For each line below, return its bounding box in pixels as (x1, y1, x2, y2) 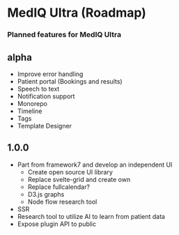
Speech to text (17, 84, 60, 93)
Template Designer (17, 121, 72, 130)
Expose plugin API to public (17, 220, 97, 228)
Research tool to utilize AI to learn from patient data (17, 212, 166, 220)
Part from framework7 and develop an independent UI (17, 160, 173, 169)
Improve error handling (17, 70, 84, 78)
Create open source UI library (27, 167, 114, 176)
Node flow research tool (27, 197, 98, 206)
